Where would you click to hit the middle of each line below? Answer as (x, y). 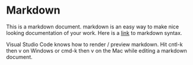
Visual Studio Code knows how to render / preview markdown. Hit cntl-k (94, 44)
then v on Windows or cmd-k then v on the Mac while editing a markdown (96, 50)
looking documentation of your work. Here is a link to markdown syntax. (94, 32)
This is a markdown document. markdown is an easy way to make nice (93, 27)
